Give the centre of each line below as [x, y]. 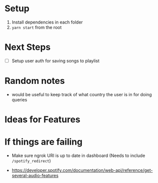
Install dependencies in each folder [47, 22]
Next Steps [28, 47]
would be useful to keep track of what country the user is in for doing [82, 94]
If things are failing [44, 142]
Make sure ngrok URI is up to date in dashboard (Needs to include [78, 156]
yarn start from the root [37, 27]
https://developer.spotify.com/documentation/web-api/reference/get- [82, 170]
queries [19, 100]
